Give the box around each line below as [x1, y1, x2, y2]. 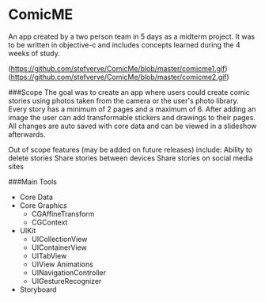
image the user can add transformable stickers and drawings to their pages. [8, 112, 256, 122]
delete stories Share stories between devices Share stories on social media [8, 153, 253, 163]
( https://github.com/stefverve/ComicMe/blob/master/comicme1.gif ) [8, 63, 228, 73]
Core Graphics [19, 200, 67, 210]
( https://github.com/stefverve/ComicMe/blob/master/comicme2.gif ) [8, 72, 229, 81]
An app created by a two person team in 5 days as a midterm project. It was [8, 32, 256, 41]
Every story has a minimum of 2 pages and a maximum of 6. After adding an [8, 104, 256, 114]
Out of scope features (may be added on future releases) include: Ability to [8, 145, 253, 154]
